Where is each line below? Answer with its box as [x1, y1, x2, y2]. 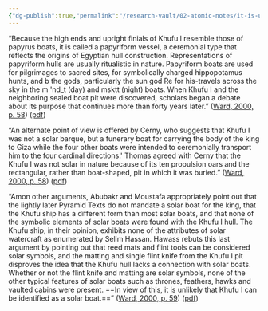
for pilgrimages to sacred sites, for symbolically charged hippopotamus [8, 67, 243, 77]
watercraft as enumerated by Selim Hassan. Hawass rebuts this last [8, 234, 231, 243]
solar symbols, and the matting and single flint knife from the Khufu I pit [8, 250, 243, 260]
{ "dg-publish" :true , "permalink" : [8, 11, 120, 20]
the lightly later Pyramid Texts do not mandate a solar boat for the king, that [8, 200, 257, 210]
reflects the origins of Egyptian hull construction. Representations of [8, 50, 233, 60]
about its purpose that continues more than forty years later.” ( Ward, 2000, [8, 101, 254, 111]
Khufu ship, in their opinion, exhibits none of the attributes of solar [8, 225, 226, 235]
